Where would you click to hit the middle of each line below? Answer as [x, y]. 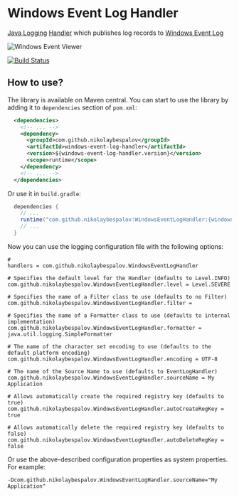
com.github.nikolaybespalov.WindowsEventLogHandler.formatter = [105, 328]
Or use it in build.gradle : [44, 193]
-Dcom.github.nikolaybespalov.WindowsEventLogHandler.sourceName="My [113, 480]
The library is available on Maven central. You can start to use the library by [118, 100]
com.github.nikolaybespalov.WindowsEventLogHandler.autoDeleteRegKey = [116, 440]
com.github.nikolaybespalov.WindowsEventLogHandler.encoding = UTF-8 [113, 359]
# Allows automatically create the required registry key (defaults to [116, 396]
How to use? [36, 83]
